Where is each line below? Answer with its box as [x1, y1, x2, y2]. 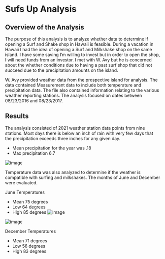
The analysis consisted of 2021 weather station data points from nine [5, 125, 145, 131]
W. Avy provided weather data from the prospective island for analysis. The [5, 77, 158, 83]
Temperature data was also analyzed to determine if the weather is [5, 169, 141, 175]
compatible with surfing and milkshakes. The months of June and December [5, 174, 161, 180]
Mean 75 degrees [12, 199, 48, 204]
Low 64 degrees [12, 204, 46, 210]
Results [5, 112, 29, 120]
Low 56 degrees [12, 243, 46, 249]
